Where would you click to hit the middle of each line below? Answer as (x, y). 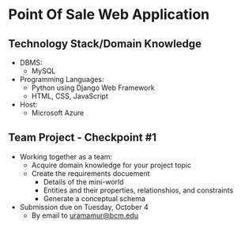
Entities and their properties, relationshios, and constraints (138, 190)
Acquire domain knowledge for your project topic (111, 165)
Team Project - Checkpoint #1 (82, 138)
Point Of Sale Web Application (109, 15)
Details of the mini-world (83, 181)
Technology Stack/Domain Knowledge (105, 44)
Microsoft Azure (58, 113)
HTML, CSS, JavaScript (70, 96)
